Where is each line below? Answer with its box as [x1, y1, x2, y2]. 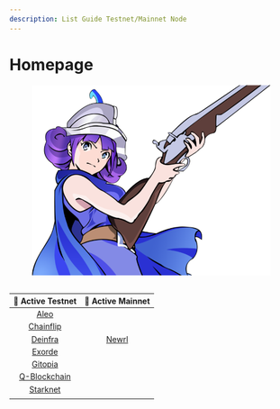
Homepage [9, 54, 94, 75]
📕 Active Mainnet [84, 295, 150, 306]
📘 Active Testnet [13, 295, 77, 306]
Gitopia [31, 359, 59, 369]
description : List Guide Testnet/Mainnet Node [9, 14, 187, 23]
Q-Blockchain [19, 371, 72, 382]
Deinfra [31, 333, 59, 344]
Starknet [29, 384, 61, 395]
